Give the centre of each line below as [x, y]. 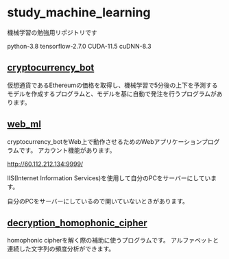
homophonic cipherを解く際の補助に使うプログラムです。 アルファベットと [113, 241]
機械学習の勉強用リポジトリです [52, 32]
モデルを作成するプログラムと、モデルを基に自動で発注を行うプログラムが [112, 93]
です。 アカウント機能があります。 [67, 150]
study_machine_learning [79, 13]
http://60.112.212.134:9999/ [45, 164]
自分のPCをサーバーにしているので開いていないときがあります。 [98, 201]
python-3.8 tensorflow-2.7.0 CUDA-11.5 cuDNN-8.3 [80, 46]
